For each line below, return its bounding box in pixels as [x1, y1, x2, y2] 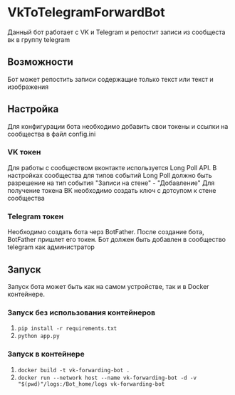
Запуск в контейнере [7, 349, 85, 359]
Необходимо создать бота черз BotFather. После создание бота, [7, 228, 204, 236]
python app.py [17, 332, 60, 340]
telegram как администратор [7, 243, 95, 251]
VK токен [7, 147, 41, 157]
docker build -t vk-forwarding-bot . [17, 367, 130, 374]
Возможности [7, 56, 73, 68]
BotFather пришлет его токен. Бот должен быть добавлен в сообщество [7, 236, 226, 244]
